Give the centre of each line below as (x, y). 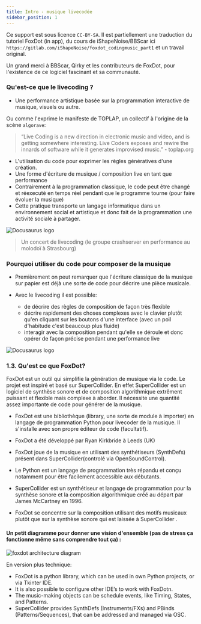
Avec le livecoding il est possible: (56, 295)
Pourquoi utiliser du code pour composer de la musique (88, 264)
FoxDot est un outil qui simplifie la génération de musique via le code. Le (96, 379)
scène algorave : (26, 125)
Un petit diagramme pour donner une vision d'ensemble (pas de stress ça (100, 533)
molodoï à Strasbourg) (49, 248)
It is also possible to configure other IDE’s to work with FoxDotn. (94, 589)
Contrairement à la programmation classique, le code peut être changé (102, 187)
